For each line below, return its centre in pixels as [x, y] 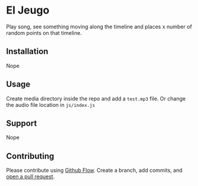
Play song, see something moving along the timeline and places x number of [99, 27]
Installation [27, 52]
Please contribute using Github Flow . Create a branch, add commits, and [94, 170]
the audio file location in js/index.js [51, 105]
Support [22, 123]
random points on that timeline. [44, 32]
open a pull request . [30, 177]
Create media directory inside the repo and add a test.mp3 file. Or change [96, 99]
